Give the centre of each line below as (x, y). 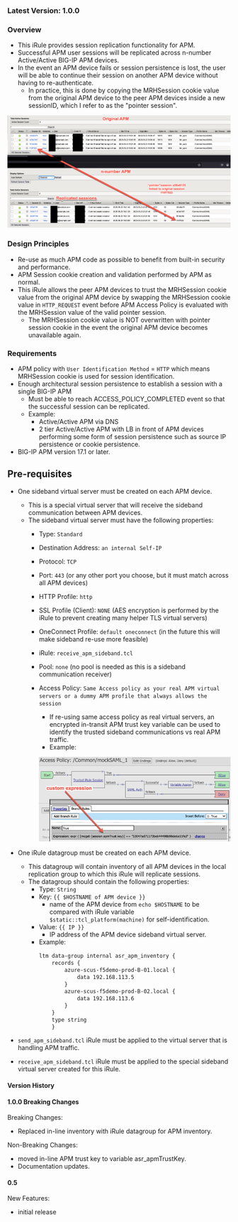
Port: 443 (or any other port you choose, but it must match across (134, 575)
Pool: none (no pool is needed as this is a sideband (112, 666)
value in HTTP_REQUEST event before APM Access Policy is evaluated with (123, 305)
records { (66, 963)
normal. (29, 282)
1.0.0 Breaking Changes (43, 1102)
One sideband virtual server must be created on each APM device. (115, 491)
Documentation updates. (53, 1167)
